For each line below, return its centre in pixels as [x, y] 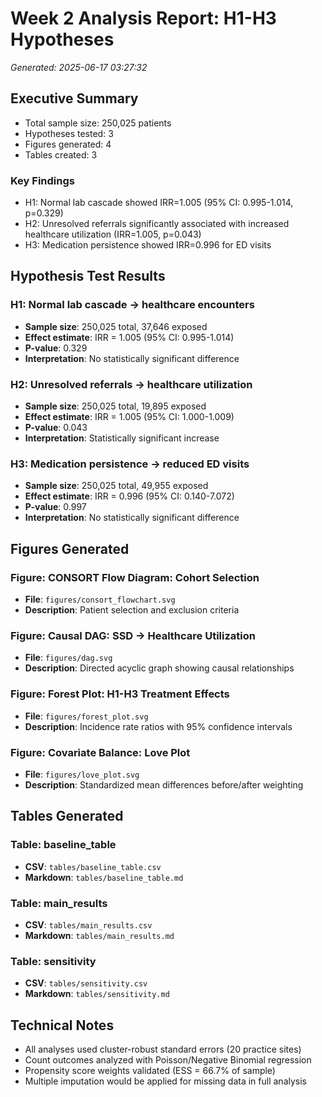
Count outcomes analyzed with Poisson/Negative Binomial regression [168, 1060]
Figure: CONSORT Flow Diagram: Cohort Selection [135, 577]
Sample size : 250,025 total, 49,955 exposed [116, 486]
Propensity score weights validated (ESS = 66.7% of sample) [150, 1070]
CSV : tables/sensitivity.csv [86, 983]
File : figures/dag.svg [68, 658]
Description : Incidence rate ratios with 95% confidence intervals [158, 726]
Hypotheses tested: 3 [69, 133]
